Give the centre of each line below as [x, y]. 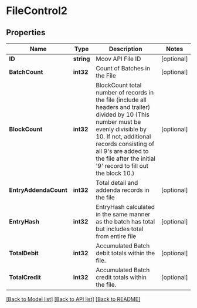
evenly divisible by [121, 129]
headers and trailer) [123, 107]
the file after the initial [125, 158]
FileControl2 [37, 11]
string [81, 59]
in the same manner [123, 214]
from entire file [116, 236]
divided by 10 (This [123, 114]
